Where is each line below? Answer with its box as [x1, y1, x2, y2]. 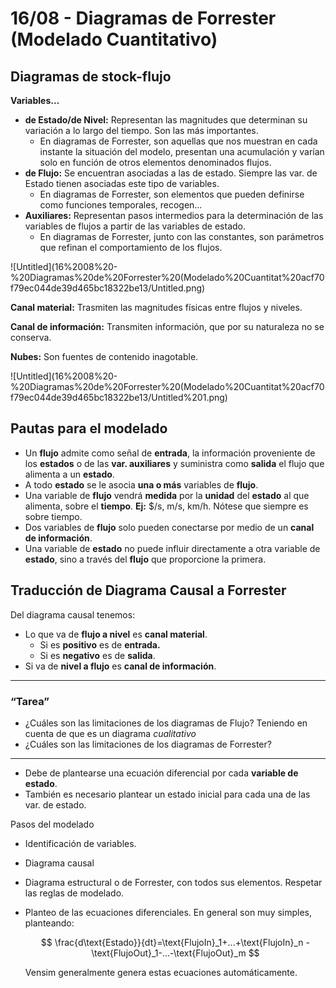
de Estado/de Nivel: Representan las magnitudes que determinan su [24, 114, 308, 126]
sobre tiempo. [24, 510, 83, 522]
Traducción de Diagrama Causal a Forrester [10, 582, 287, 599]
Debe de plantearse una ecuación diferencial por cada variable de [24, 767, 299, 779]
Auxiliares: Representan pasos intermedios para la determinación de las [24, 210, 324, 221]
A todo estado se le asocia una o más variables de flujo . [24, 478, 259, 491]
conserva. [10, 332, 52, 343]
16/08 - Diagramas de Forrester [10, 7, 277, 30]
